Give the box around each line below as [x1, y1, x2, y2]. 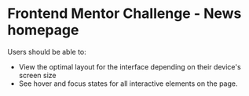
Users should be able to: [7, 47, 87, 56]
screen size [18, 70, 57, 80]
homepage [7, 21, 79, 39]
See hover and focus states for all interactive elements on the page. [18, 79, 238, 88]
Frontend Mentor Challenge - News [7, 5, 242, 23]
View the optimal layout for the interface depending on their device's [18, 62, 241, 71]
